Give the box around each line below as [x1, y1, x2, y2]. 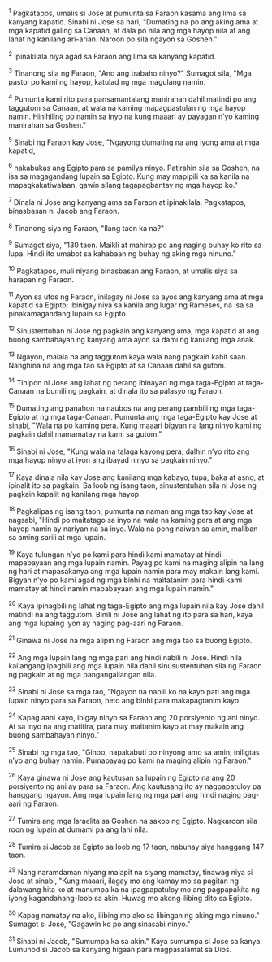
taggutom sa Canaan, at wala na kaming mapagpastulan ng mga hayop [8, 102, 246, 112]
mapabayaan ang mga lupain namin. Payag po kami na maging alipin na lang [8, 558, 264, 568]
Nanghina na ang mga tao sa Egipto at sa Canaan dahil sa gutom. [8, 360, 227, 370]
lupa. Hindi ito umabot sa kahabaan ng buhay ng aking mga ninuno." [8, 248, 237, 259]
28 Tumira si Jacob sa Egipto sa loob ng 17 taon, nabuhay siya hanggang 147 [8, 840, 265, 851]
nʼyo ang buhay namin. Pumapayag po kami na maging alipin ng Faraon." [8, 755, 252, 765]
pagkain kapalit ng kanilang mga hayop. [8, 490, 141, 499]
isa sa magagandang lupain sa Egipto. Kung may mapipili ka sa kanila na [8, 171, 250, 181]
